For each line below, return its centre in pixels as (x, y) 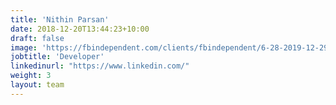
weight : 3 (31, 76)
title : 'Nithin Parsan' (60, 19)
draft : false (37, 38)
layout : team (37, 85)
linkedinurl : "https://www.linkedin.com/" (100, 66)
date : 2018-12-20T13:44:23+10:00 (80, 29)
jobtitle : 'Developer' (57, 57)
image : (24, 47)
